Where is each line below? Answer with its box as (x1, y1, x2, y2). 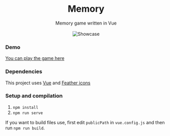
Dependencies (5, 68, 42, 75)
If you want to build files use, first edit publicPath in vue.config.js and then (5, 119, 165, 125)
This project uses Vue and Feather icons (5, 80, 91, 86)
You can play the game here (5, 55, 65, 61)
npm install (12, 105, 38, 110)
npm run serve (12, 110, 43, 116)
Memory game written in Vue (55, 20, 117, 26)
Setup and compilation (5, 93, 63, 100)
